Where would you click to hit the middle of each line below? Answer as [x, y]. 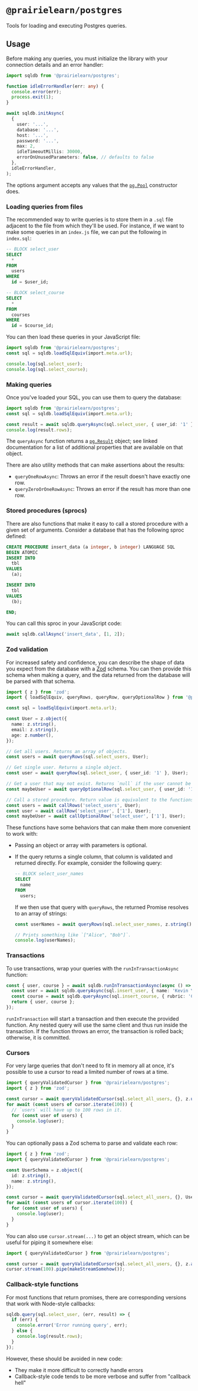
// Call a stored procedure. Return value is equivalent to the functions [100, 800]
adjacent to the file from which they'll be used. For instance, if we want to [95, 226]
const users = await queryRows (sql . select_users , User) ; [77, 757]
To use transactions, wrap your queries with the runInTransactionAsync [93, 968]
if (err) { [25, 1320]
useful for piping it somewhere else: [49, 1242]
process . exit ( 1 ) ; [33, 97]
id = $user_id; [30, 282]
